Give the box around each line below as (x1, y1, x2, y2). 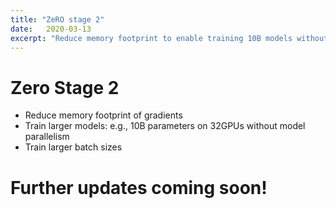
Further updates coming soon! (10, 176, 268, 199)
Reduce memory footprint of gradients (24, 109, 183, 121)
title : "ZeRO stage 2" (10, 14, 105, 25)
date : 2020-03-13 (10, 24, 92, 34)
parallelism (24, 131, 70, 143)
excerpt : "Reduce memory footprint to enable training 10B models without (10, 33, 329, 43)
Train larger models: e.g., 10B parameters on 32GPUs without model (24, 120, 306, 132)
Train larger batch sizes (24, 141, 123, 153)
